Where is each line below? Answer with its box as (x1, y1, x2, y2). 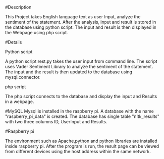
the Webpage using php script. (5, 30, 68, 35)
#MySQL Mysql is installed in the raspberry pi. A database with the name (5, 108, 154, 114)
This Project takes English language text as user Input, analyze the (5, 14, 141, 19)
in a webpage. (5, 99, 34, 105)
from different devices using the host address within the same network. (5, 149, 151, 154)
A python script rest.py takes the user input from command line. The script (5, 58, 158, 64)
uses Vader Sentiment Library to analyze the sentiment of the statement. (5, 64, 153, 69)
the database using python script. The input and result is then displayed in (5, 24, 157, 30)
